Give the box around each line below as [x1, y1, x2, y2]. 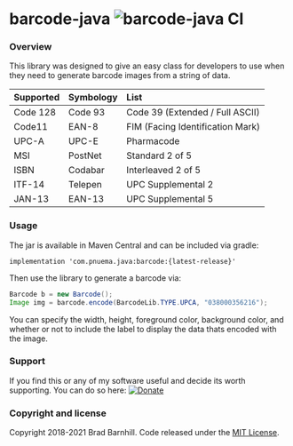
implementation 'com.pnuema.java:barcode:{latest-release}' [9, 257, 237, 266]
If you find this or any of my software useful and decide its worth [9, 375, 246, 386]
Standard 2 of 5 [126, 149, 193, 162]
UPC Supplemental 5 [126, 193, 214, 205]
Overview [9, 41, 52, 53]
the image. [9, 333, 49, 344]
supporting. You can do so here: [9, 385, 127, 395]
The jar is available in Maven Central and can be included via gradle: [9, 240, 259, 251]
